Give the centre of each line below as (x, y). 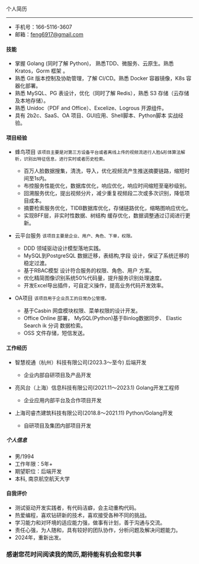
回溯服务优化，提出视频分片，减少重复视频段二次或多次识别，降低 (104, 193)
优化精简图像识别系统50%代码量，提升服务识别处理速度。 (94, 278)
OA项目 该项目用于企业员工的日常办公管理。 (62, 298)
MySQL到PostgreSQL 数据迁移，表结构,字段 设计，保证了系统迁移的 (106, 256)
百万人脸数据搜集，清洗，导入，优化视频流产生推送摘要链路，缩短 (104, 171)
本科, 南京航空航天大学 (42, 478)
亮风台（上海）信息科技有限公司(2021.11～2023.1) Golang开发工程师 (97, 387)
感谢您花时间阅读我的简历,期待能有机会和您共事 (74, 554)
